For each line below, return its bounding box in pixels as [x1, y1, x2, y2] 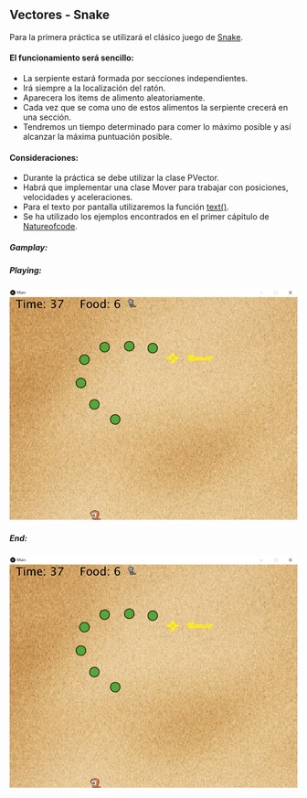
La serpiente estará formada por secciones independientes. [22, 73, 249, 84]
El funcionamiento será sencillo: [9, 52, 134, 63]
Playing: [9, 265, 42, 276]
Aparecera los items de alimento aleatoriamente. [22, 92, 206, 103]
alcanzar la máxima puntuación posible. [22, 132, 173, 143]
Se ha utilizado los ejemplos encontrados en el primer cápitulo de [22, 211, 270, 222]
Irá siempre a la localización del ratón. [22, 82, 166, 94]
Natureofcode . [22, 221, 78, 232]
